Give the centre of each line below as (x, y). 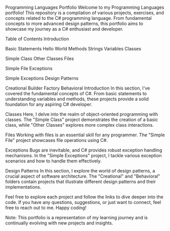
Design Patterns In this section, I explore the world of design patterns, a (80, 171)
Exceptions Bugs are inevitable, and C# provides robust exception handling (84, 150)
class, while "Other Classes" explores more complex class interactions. (79, 125)
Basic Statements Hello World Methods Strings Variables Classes (73, 49)
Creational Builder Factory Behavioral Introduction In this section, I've (78, 88)
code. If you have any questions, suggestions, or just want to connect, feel (83, 202)
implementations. (23, 187)
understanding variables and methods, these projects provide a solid (77, 99)
